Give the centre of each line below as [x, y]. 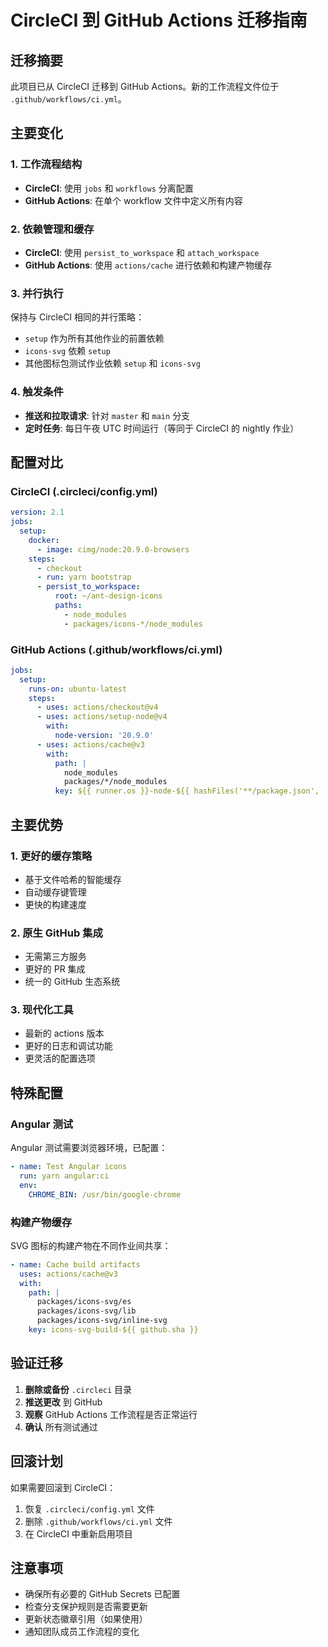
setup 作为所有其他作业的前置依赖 [94, 338]
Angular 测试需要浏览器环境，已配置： [89, 1148]
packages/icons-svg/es [84, 1302]
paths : [68, 606]
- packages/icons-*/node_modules [133, 624]
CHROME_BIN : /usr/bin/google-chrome [105, 1194]
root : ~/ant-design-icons [108, 596]
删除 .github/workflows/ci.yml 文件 [98, 1521]
